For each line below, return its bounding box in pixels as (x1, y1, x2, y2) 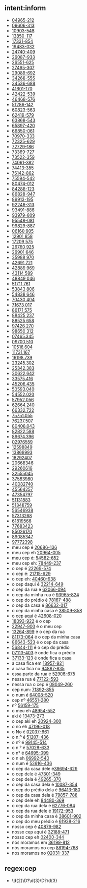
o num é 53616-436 (11, 760, 52, 766)
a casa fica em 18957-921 (11, 660, 64, 666)
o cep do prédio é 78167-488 (11, 597, 71, 603)
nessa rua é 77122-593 (11, 676, 59, 682)
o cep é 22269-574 (11, 565, 51, 571)
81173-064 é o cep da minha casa (11, 634, 81, 639)
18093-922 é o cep (11, 618, 51, 624)
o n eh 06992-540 (11, 755, 50, 761)
